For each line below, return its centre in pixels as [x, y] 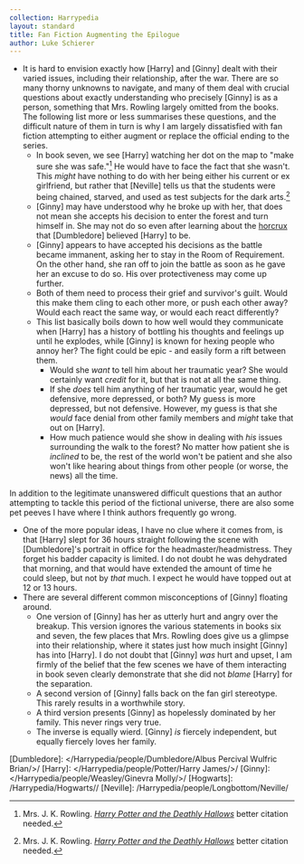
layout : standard [42, 26]
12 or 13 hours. [50, 587]
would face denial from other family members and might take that [171, 418]
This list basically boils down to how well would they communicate [160, 321]
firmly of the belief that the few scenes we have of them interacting [161, 664]
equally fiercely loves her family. [96, 741]
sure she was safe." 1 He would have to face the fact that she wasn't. [163, 166]
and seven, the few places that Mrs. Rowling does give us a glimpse [162, 635]
